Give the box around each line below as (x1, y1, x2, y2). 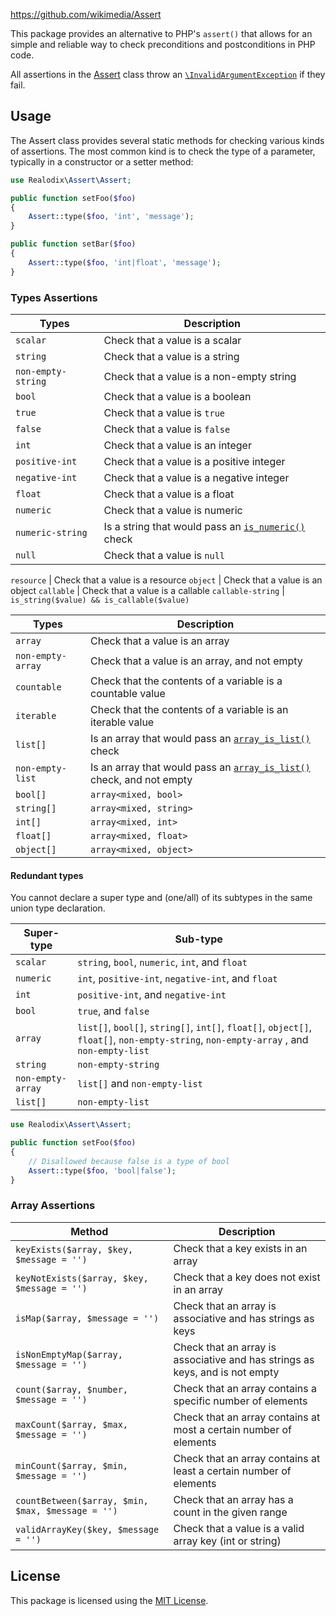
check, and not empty (90, 772, 193, 786)
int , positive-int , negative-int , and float (77, 972, 278, 986)
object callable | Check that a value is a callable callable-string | (10, 584, 285, 596)
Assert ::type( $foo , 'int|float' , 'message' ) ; (28, 257, 222, 268)
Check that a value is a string (103, 349, 240, 363)
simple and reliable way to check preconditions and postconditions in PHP (10, 39, 316, 50)
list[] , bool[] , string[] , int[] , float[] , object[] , (77, 1020, 312, 1034)
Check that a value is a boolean (103, 389, 252, 403)
